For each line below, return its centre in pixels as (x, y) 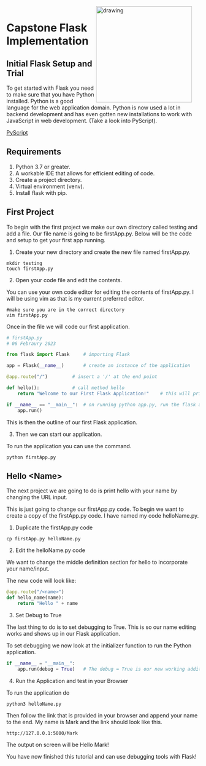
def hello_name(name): (35, 598)
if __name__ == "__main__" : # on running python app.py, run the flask (101, 405)
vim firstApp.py (27, 315)
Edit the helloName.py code (50, 550)
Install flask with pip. (41, 192)
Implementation (48, 41)
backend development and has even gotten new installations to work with (99, 114)
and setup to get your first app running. (56, 240)
